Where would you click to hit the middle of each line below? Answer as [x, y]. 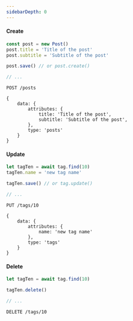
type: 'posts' [45, 131]
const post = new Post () [37, 44]
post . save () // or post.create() [48, 66]
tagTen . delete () [26, 290]
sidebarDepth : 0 [26, 12]
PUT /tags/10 [23, 205]
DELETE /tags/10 [26, 312]
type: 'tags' [44, 242]
